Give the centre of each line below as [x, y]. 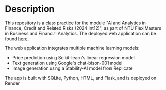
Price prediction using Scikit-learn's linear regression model [73, 57]
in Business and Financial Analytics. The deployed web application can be [81, 33]
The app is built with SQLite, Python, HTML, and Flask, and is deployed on [81, 78]
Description [30, 9]
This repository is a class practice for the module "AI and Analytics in [76, 23]
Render [13, 83]
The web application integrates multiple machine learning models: [72, 48]
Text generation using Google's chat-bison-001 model [67, 63]
